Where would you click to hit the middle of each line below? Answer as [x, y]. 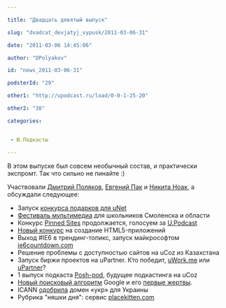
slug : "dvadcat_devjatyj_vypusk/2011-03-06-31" [78, 32]
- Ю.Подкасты [29, 140]
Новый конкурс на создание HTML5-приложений [91, 230]
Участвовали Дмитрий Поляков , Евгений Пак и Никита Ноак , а [101, 187]
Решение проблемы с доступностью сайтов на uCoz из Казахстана [118, 252]
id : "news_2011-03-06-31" [45, 71]
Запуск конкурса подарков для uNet [72, 208]
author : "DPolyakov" [37, 58]
